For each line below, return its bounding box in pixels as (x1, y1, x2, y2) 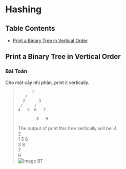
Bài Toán (5, 68, 28, 75)
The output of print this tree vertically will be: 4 (17, 125, 117, 131)
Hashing (5, 4, 42, 15)
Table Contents (5, 24, 55, 33)
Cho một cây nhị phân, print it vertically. (5, 79, 90, 86)
